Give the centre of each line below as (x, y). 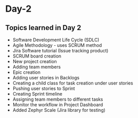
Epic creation (26, 72)
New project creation (35, 61)
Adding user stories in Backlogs (46, 78)
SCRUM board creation (37, 56)
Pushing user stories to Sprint (44, 88)
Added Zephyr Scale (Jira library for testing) (59, 110)
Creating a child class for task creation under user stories (73, 83)
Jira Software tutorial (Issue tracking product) (60, 51)
